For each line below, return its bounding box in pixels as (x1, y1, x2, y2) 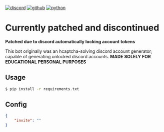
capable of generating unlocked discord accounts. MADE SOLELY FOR (5, 53, 151, 59)
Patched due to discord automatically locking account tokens (5, 38, 135, 44)
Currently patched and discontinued (5, 22, 159, 33)
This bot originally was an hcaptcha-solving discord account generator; (5, 48, 152, 54)
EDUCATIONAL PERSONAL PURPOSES (5, 59, 86, 65)
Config (5, 100, 27, 109)
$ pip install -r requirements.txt (5, 86, 79, 92)
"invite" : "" (14, 118, 41, 123)
